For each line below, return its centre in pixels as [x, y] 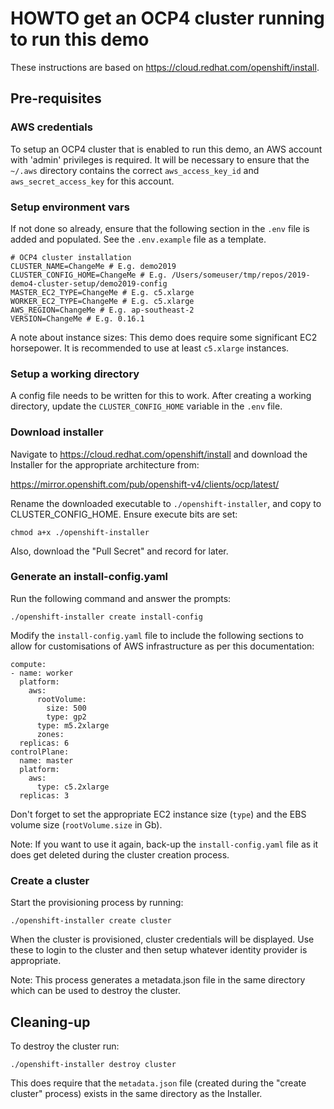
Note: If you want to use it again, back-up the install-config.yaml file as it [164, 844]
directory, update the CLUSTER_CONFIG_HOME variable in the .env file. [146, 406]
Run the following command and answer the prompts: [121, 598]
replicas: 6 [44, 743]
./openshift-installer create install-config [106, 617]
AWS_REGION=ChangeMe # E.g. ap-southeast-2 [102, 310]
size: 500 [66, 708]
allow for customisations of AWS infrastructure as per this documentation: [162, 646]
